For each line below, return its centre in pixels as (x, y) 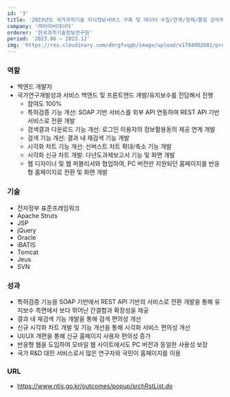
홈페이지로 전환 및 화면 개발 (71, 172)
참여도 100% (44, 104)
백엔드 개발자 (35, 87)
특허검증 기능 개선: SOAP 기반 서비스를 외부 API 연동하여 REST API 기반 (124, 112)
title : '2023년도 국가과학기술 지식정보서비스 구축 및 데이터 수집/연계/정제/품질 (107, 20)
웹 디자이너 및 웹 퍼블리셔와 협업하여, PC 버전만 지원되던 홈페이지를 (117, 164)
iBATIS (26, 244)
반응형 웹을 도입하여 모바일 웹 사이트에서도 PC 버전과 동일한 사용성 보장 (112, 344)
